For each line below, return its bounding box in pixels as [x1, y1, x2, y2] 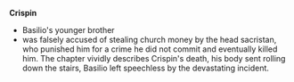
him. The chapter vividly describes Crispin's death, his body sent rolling [21, 53, 286, 63]
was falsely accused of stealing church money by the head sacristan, [21, 35, 277, 45]
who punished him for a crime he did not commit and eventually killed [21, 44, 278, 54]
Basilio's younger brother [21, 25, 115, 35]
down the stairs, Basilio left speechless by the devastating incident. [21, 62, 270, 73]
